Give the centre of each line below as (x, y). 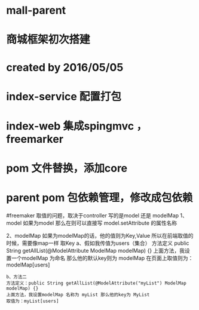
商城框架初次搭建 (48, 40)
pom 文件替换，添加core (67, 168)
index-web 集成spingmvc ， (77, 126)
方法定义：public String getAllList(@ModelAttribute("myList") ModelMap (96, 283)
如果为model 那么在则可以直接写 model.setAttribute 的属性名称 (100, 223)
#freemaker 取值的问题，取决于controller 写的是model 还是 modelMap (93, 216)
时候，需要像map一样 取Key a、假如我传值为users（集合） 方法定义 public (98, 243)
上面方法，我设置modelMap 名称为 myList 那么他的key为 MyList (78, 295)
